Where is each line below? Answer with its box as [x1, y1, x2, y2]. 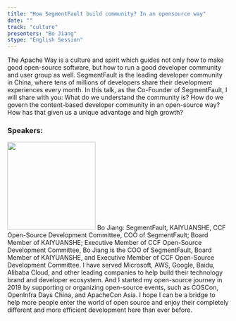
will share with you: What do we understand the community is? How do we [7, 93, 224, 102]
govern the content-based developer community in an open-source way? [7, 101, 221, 109]
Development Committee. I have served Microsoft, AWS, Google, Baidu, [7, 261, 215, 270]
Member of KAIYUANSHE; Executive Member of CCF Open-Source [7, 239, 202, 247]
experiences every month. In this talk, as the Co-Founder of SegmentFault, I [7, 86, 228, 94]
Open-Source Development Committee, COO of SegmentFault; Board [7, 231, 209, 239]
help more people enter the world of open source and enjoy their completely [7, 298, 229, 307]
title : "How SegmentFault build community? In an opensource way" [7, 10, 206, 18]
